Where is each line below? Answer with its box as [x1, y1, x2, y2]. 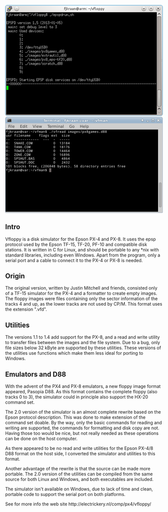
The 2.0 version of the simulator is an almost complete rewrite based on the [5, 409, 161, 415]
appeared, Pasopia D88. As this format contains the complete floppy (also [5, 388, 157, 394]
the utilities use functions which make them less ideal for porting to [5, 350, 143, 356]
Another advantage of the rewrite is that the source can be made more [5, 465, 151, 471]
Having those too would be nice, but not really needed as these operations [5, 430, 159, 436]
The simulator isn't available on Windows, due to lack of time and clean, [5, 486, 153, 492]
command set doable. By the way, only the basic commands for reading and [5, 419, 162, 425]
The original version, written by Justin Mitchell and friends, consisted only [5, 285, 157, 291]
